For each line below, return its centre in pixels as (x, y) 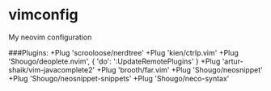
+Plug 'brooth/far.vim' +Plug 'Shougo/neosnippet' (180, 69)
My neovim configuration (50, 37)
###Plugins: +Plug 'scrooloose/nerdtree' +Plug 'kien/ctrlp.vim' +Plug (123, 52)
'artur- (233, 61)
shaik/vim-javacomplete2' (52, 69)
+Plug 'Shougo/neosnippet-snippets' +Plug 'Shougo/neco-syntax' (119, 78)
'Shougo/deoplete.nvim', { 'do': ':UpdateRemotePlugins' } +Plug (114, 61)
